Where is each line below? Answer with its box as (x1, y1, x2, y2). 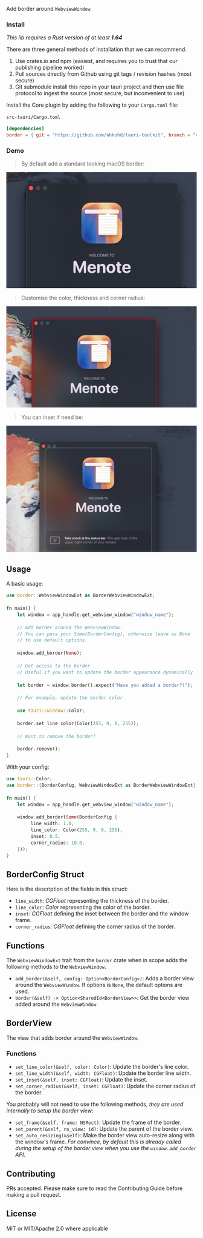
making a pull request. (6, 1191, 62, 1198)
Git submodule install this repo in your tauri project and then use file (14, 83, 184, 90)
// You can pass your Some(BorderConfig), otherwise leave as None (17, 631, 190, 637)
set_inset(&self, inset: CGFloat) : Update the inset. (14, 1076, 148, 1083)
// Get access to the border (17, 663, 91, 669)
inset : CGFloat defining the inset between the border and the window (14, 910, 189, 917)
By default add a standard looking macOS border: (21, 160, 145, 167)
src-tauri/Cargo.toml (6, 115, 61, 121)
